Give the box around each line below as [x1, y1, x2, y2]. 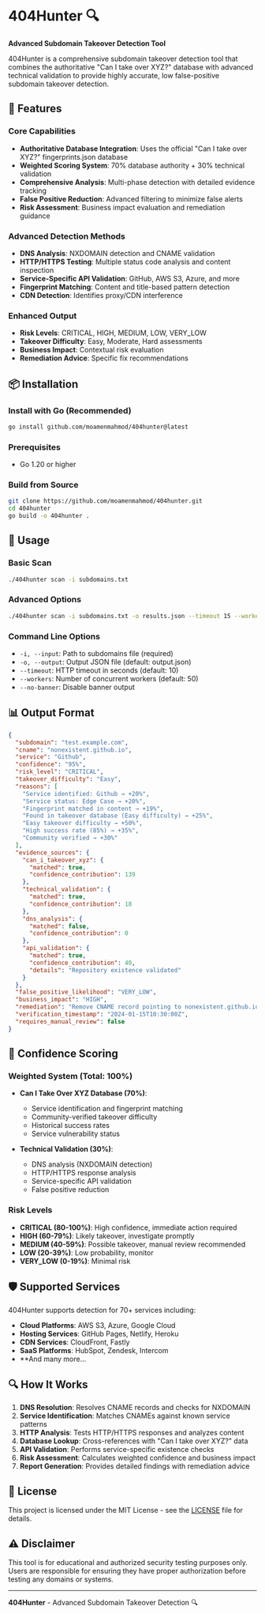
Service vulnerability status [31, 1129, 121, 1139]
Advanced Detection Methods [8, 231, 126, 242]
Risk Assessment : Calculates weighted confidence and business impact [19, 1453, 256, 1463]
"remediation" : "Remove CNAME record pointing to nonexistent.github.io [15, 1003, 259, 1011]
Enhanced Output [8, 310, 77, 321]
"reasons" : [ [15, 782, 58, 790]
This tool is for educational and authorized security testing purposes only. [8, 1557, 248, 1567]
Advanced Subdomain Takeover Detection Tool [8, 38, 166, 48]
